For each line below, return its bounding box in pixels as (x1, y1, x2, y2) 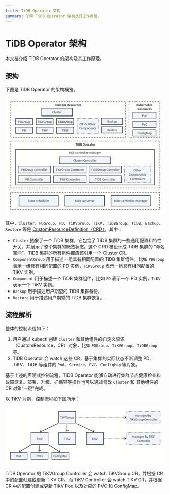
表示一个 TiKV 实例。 (12, 281, 57, 287)
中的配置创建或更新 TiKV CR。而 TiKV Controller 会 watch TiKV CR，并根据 (5, 476, 162, 483)
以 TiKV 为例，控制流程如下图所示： (5, 396, 80, 402)
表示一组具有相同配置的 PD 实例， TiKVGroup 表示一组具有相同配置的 (12, 263, 155, 269)
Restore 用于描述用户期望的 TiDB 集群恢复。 (12, 294, 105, 300)
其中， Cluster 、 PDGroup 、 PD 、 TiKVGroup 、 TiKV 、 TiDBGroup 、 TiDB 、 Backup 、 (5, 220, 163, 226)
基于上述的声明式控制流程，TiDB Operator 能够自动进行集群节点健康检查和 (5, 372, 161, 379)
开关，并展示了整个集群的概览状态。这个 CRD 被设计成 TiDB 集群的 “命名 (12, 243, 165, 249)
